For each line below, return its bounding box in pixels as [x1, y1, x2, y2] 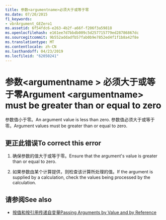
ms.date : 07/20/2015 [5, 12, 48, 17]
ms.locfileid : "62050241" [5, 53, 59, 59]
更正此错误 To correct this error [5, 139, 101, 147]
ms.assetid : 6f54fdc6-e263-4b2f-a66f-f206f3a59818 [5, 26, 112, 31]
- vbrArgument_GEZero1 [5, 21, 52, 26]
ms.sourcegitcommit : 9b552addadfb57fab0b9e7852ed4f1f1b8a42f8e [5, 35, 139, 40]
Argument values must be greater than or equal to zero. [14, 123, 128, 129]
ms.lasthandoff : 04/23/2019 [5, 49, 64, 54]
